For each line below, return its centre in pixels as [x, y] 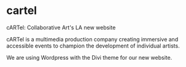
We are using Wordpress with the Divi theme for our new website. [89, 57]
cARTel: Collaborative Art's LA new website [61, 27]
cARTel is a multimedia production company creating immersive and [92, 39]
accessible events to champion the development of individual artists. [93, 46]
